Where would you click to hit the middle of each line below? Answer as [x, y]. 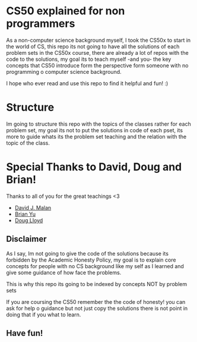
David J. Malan [33, 207]
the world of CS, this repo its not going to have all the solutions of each [93, 46]
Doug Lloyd [29, 220]
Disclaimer [26, 239]
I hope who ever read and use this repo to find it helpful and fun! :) [87, 83]
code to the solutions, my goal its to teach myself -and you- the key [89, 59]
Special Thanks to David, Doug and [94, 167]
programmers [41, 24]
